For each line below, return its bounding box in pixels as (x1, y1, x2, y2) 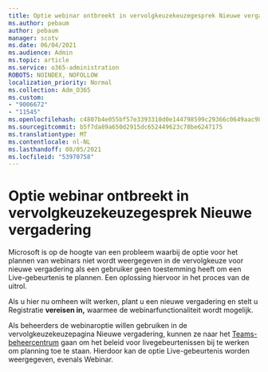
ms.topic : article (8, 57, 69, 65)
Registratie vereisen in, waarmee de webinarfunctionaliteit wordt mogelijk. (8, 305, 254, 315)
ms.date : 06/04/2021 (8, 42, 77, 49)
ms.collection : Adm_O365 (8, 85, 91, 94)
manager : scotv (8, 34, 59, 42)
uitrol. (8, 281, 28, 291)
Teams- (231, 329, 258, 339)
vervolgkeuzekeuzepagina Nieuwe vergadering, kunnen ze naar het (8, 329, 231, 339)
